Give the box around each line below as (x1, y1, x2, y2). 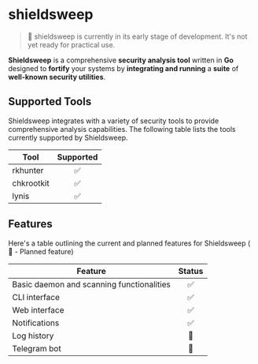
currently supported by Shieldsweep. (8, 133, 128, 142)
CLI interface (12, 291, 61, 302)
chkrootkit (12, 178, 50, 189)
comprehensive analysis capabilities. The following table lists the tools (8, 124, 236, 133)
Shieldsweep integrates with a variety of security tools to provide (8, 116, 219, 126)
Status (178, 265, 204, 276)
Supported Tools (8, 95, 92, 108)
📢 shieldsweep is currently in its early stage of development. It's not (27, 32, 248, 41)
